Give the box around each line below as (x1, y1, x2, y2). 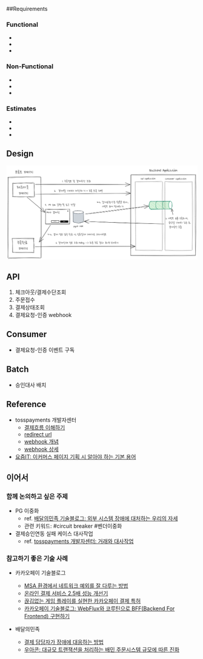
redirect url (24, 430, 52, 438)
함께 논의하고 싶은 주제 (6, 492, 68, 501)
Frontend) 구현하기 (24, 613, 70, 620)
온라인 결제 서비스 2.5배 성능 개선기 (24, 590, 108, 597)
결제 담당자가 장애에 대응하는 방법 (24, 638, 104, 646)
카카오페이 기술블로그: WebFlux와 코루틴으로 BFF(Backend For (24, 605, 175, 612)
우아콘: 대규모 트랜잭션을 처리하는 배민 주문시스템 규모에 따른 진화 (24, 646, 180, 654)
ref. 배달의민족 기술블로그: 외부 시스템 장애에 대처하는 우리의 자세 (24, 515, 178, 522)
